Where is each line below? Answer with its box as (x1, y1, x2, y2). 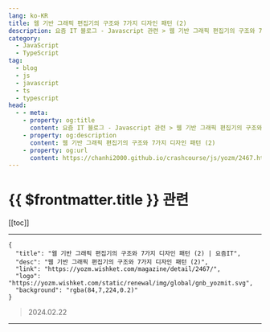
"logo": (15, 273, 42, 281)
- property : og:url (22, 146, 88, 154)
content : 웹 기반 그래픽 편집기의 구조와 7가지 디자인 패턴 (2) (29, 138, 216, 147)
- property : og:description (22, 131, 117, 139)
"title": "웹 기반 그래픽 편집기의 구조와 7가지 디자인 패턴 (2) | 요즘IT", (15, 250, 241, 258)
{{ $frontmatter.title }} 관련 (8, 191, 189, 209)
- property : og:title (22, 117, 95, 125)
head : (8, 101, 27, 109)
